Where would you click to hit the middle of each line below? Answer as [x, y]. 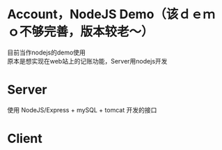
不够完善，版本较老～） [87, 32]
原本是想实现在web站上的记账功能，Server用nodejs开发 [87, 61]
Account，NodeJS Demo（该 [93, 14]
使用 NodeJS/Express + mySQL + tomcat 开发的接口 [82, 110]
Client [25, 138]
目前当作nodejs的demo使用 [46, 52]
